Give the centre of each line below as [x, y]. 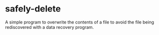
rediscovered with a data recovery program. [50, 27]
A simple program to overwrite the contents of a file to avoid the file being [80, 22]
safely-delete [33, 9]
